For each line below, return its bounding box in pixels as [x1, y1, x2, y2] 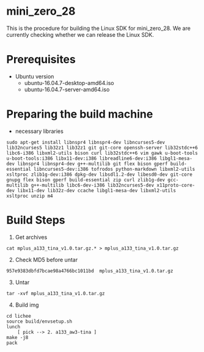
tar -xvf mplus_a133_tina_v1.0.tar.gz [6, 290, 105, 296]
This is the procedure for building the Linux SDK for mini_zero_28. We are [6, 24, 191, 32]
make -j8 [6, 334, 29, 340]
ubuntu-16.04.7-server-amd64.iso [24, 86, 110, 93]
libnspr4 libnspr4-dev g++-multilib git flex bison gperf [17, 160, 168, 167]
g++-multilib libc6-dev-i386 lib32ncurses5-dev [31, 182, 155, 188]
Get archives [15, 233, 48, 241]
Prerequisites [6, 53, 76, 67]
